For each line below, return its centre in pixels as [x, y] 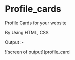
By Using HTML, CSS [27, 32]
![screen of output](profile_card [37, 52]
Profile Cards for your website [36, 23]
